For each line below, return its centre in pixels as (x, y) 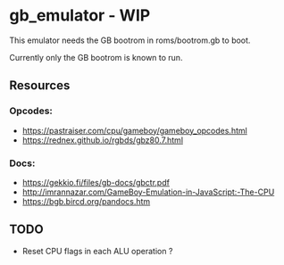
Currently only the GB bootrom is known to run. (96, 57)
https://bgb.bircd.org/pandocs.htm (86, 201)
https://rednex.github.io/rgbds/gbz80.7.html (103, 140)
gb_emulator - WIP (80, 16)
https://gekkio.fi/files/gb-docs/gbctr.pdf (96, 182)
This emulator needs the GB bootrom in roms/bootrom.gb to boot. (130, 40)
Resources (40, 86)
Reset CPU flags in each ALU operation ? (97, 251)
